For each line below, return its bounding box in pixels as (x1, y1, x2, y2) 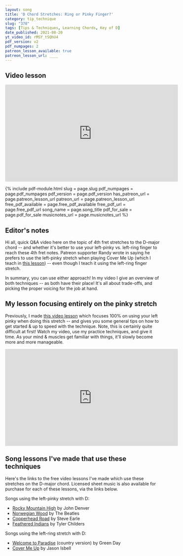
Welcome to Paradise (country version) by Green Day (12, 540, 121, 546)
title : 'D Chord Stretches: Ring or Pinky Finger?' (5, 12, 113, 17)
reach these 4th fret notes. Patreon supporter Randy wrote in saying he (5, 250, 150, 255)
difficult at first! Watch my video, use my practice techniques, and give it (5, 328, 152, 334)
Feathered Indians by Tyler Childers (12, 521, 85, 526)
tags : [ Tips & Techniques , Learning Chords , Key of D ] (5, 26, 120, 31)
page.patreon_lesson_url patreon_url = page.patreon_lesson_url (5, 196, 135, 202)
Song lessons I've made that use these (5, 454, 127, 463)
